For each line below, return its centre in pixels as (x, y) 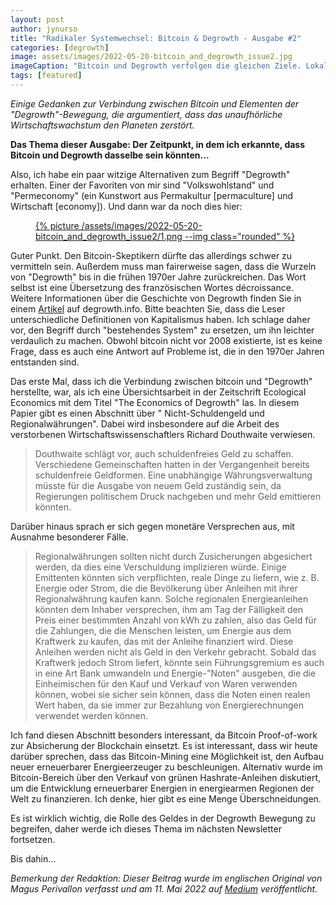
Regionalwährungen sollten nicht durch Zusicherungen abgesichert (173, 556)
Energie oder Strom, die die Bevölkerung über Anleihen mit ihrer (166, 588)
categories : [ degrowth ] (60, 47)
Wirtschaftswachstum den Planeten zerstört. (102, 125)
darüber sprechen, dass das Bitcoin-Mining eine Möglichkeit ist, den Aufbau (167, 756)
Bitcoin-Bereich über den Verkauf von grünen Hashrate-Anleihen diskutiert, (166, 777)
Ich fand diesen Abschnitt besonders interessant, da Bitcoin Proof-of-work (164, 735)
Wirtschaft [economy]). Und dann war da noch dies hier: (126, 206)
